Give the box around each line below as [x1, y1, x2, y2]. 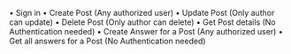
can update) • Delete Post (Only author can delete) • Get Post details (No [9, 17, 276, 27]
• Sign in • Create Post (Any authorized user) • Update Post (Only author [9, 8, 275, 18]
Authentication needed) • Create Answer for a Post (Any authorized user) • [9, 27, 283, 36]
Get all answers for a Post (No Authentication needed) [9, 35, 206, 46]
